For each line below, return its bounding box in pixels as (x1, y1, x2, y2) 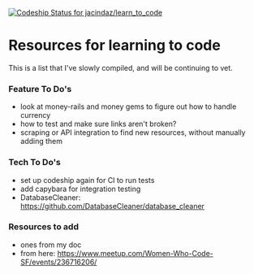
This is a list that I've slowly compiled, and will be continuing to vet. (8, 63, 233, 72)
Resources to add (8, 221, 80, 233)
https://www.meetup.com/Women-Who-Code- (57, 248, 213, 258)
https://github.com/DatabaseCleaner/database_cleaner (19, 201, 205, 211)
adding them (19, 137, 63, 146)
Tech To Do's (8, 157, 61, 168)
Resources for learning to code (8, 37, 221, 54)
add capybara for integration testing (19, 184, 141, 194)
